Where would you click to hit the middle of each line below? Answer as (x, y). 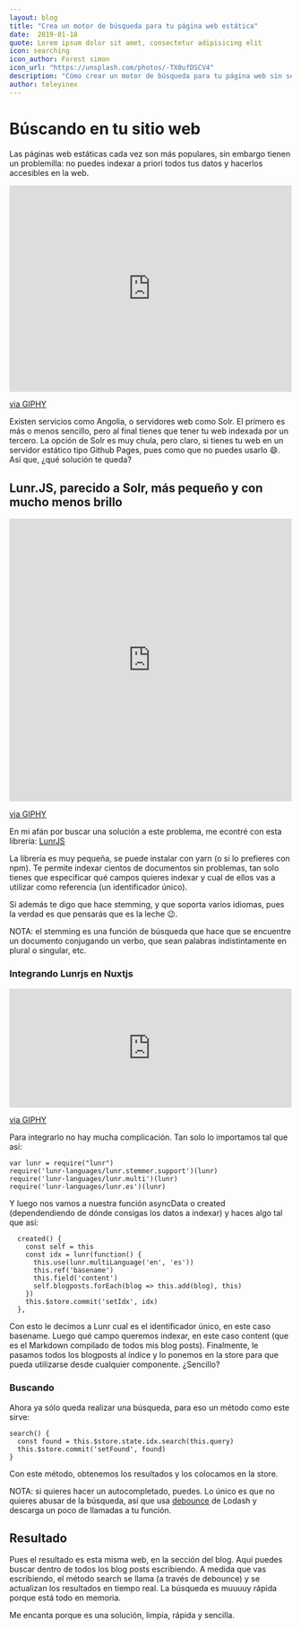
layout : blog (34, 18)
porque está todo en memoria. (65, 1598)
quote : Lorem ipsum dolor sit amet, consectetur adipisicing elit (136, 43)
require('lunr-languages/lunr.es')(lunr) (88, 1187)
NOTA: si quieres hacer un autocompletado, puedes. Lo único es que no (142, 1491)
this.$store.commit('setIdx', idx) (92, 1302)
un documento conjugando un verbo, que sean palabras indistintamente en (148, 941)
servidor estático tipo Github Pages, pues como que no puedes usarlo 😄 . (145, 451)
